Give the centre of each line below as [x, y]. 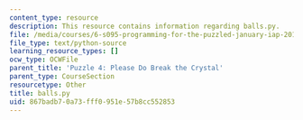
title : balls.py [40, 93]
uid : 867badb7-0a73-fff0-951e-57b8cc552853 [92, 102]
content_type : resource [54, 18]
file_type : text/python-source [68, 43]
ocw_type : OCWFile [44, 60]
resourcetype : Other [48, 85]
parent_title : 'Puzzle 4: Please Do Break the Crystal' [116, 69]
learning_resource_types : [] [64, 51]
